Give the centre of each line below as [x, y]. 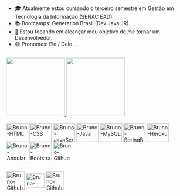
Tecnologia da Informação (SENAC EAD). [64, 17]
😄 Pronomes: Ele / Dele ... [46, 44]
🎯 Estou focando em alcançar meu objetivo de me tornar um [87, 32]
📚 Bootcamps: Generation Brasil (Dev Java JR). [72, 23]
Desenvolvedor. [33, 38]
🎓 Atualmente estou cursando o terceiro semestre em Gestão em [94, 8]
